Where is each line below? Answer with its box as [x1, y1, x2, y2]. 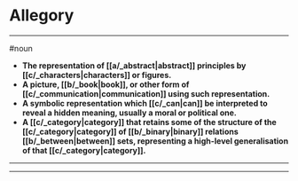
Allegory [9, 5, 74, 26]
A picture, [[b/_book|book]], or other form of [21, 79, 190, 90]
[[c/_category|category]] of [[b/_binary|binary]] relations [21, 126, 239, 137]
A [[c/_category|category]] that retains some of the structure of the [21, 116, 277, 127]
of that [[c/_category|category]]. [21, 145, 146, 155]
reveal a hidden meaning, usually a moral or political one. [21, 107, 237, 118]
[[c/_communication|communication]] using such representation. [21, 88, 271, 98]
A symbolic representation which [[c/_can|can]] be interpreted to [21, 98, 268, 108]
